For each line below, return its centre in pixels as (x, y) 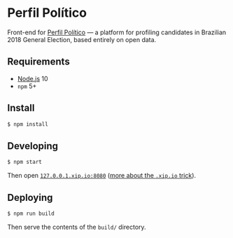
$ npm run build (31, 213)
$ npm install (28, 124)
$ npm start (24, 162)
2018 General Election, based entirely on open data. (82, 39)
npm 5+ (27, 86)
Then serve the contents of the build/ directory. (77, 227)
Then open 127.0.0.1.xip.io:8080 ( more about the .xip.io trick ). (102, 176)
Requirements (38, 62)
